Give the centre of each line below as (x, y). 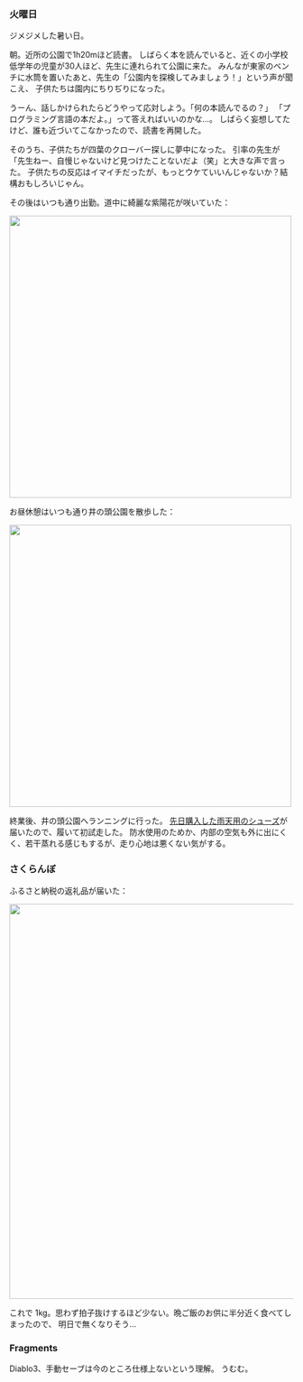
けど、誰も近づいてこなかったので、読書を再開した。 (108, 130)
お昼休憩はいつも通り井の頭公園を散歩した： (92, 512)
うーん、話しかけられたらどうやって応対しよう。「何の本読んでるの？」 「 (146, 108)
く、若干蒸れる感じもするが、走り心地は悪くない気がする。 (120, 844)
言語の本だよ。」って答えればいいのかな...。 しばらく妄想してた (173, 119)
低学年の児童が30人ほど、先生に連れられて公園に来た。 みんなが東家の (142, 66)
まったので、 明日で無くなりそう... (73, 1323)
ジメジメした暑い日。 (49, 36)
